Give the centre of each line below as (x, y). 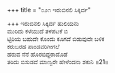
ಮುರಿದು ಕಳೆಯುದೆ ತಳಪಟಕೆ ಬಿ (37, 31)
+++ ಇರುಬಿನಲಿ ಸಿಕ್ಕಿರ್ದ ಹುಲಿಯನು (43, 24)
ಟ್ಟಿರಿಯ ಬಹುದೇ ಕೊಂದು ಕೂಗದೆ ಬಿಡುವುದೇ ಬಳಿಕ (56, 39)
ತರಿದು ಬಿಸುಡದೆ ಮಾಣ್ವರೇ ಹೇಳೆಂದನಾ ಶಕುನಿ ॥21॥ (58, 62)
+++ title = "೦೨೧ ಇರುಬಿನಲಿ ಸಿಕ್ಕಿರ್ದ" (49, 10)
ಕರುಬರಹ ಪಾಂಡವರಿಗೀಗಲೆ (33, 46)
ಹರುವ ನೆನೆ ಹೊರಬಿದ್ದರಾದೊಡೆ (37, 54)
